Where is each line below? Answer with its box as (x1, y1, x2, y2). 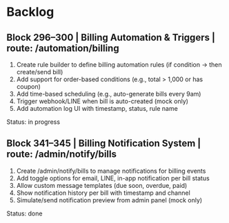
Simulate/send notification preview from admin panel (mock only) (16, 195, 203, 204)
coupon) (16, 83, 41, 90)
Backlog (6, 4, 54, 20)
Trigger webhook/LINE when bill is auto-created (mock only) (16, 97, 189, 105)
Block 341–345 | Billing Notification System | (6, 138, 201, 149)
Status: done (6, 209, 43, 217)
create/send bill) (16, 68, 63, 76)
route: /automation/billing (6, 42, 119, 54)
